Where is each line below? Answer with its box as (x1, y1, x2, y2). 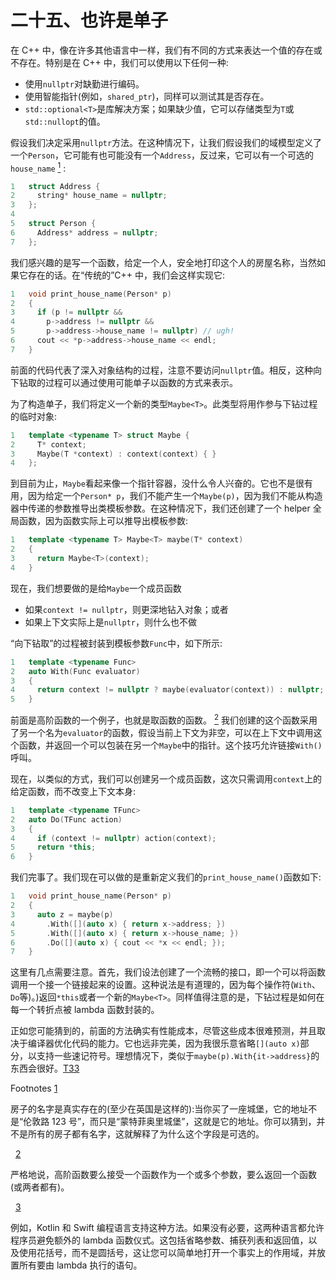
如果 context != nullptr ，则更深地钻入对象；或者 (24, 603, 229, 615)
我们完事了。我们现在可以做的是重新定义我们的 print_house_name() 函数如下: (10, 871, 322, 883)
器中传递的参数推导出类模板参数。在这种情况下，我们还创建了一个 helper (10, 502, 311, 515)
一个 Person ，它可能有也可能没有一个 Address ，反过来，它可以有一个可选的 (10, 149, 315, 161)
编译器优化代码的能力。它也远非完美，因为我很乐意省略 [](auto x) (27, 1037, 301, 1050)
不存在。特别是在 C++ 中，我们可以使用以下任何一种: (10, 56, 229, 68)
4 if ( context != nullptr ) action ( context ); (10, 833, 217, 843)
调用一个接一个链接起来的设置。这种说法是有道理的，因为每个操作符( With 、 (10, 979, 321, 991)
